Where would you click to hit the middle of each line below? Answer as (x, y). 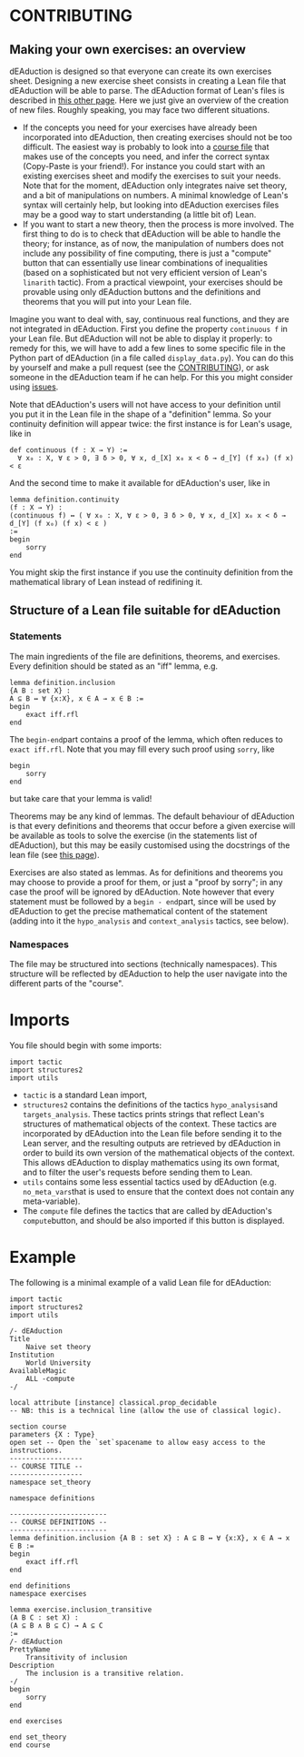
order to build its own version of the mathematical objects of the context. (158, 1153)
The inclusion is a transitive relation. (105, 1673)
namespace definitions (52, 1498)
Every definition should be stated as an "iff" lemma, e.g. (114, 666)
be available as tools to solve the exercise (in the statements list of (133, 835)
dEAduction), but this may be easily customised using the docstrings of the (150, 845)
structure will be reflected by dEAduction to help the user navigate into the (148, 974)
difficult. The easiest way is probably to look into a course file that (146, 147)
